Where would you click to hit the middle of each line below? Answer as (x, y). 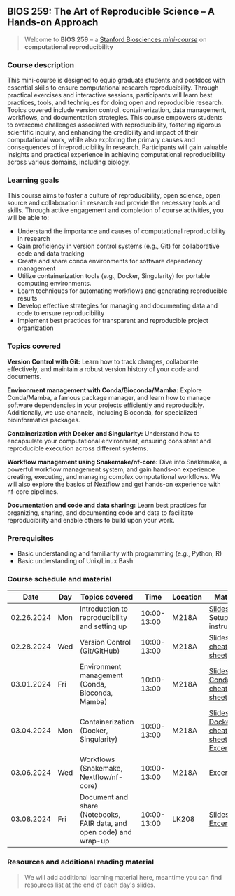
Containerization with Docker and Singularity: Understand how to (104, 433)
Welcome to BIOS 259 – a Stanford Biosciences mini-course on (115, 39)
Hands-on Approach (53, 23)
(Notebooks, (100, 815)
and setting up (103, 626)
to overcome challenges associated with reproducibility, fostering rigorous (114, 125)
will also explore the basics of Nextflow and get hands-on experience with (114, 484)
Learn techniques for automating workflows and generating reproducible (122, 291)
